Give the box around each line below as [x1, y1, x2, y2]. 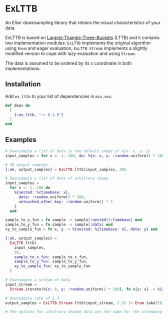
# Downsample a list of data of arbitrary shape [5, 176, 108, 181]
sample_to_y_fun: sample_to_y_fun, [14, 259, 88, 264]
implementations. [5, 65, 41, 71]
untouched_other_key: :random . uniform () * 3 [18, 199, 113, 204]
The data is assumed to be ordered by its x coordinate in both [5, 60, 132, 66]
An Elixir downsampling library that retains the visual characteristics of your [5, 19, 161, 25]
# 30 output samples [5, 162, 48, 167]
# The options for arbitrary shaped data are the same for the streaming [5, 309, 162, 314]
